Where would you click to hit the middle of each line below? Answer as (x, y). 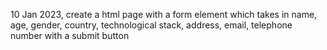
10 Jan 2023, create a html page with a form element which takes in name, (164, 14)
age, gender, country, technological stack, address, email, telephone (151, 25)
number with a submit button (70, 35)
